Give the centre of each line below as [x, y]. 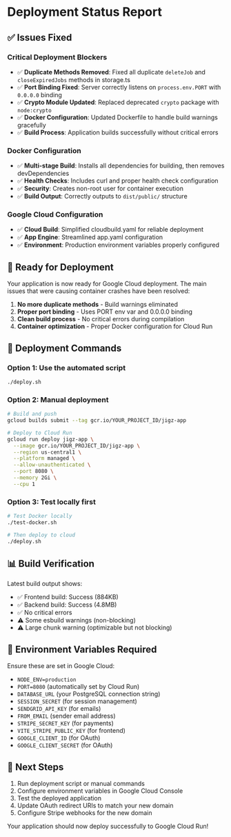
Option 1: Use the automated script [67, 367]
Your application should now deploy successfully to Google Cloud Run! [108, 826]
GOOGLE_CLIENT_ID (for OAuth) [59, 738]
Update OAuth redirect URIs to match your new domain [95, 805]
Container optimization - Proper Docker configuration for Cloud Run [115, 326]
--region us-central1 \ [47, 452]
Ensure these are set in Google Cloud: [61, 666]
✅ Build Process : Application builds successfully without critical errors [118, 132]
